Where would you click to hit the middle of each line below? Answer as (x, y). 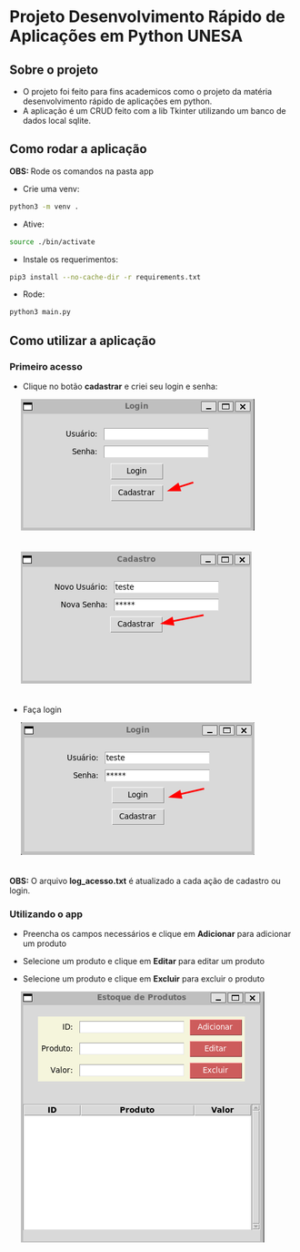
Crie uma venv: (51, 188)
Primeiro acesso (46, 366)
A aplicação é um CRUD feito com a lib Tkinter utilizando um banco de (154, 111)
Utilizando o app (46, 914)
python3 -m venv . (44, 207)
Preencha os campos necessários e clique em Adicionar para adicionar (157, 934)
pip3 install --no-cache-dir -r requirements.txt (105, 277)
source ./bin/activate (52, 242)
